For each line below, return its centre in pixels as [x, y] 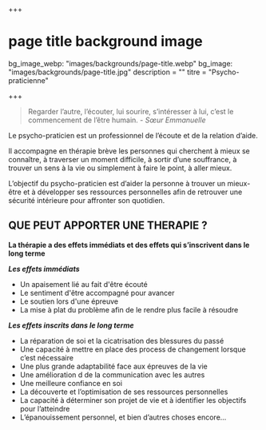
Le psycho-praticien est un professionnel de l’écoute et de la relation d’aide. [133, 135]
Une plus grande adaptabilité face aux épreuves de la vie [113, 366]
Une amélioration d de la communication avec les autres [112, 374]
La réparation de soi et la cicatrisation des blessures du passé [122, 340]
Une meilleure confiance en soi [71, 383]
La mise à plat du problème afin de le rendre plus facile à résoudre [129, 309]
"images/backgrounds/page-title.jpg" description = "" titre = [107, 72]
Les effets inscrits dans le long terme [71, 325]
